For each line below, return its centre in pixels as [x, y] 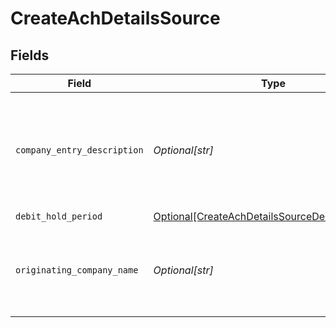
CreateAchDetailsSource [115, 18]
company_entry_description [79, 150]
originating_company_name [77, 270]
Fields [30, 55]
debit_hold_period [59, 216]
